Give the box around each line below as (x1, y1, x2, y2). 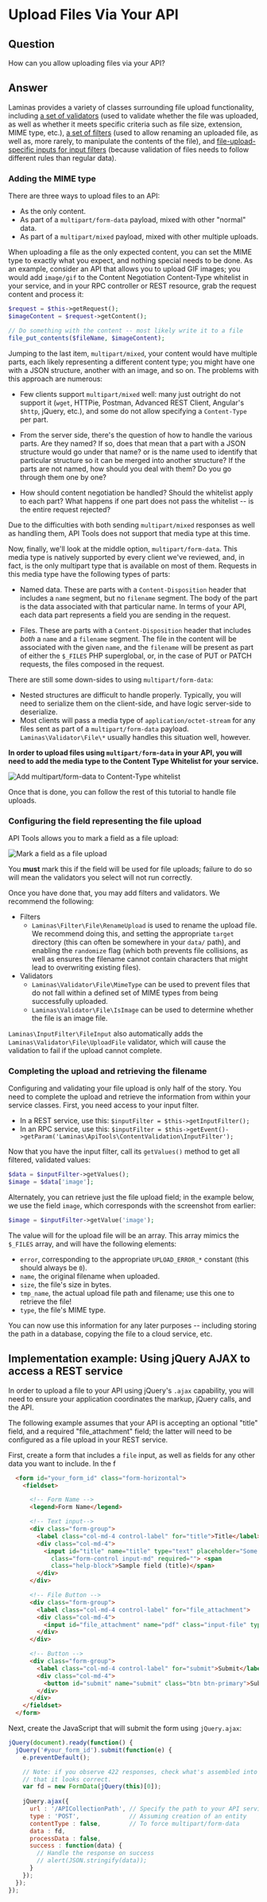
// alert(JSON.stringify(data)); (37, 1857, 148, 1865)
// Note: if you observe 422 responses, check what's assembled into (22, 1768, 258, 1776)
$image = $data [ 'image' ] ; (8, 1178, 94, 1186)
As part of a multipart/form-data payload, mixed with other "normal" (19, 215, 246, 224)
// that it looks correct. (22, 1776, 112, 1783)
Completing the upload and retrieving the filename (8, 1065, 207, 1076)
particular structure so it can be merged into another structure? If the (19, 455, 246, 465)
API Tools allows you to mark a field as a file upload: (8, 833, 179, 842)
